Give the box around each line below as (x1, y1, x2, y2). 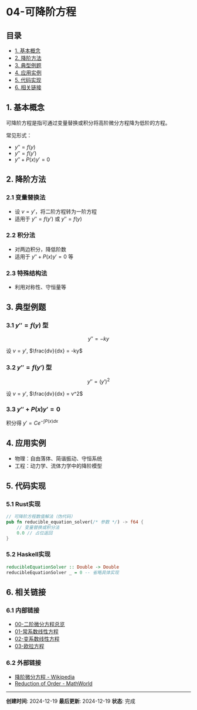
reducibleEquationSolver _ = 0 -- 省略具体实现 (6, 569, 119, 575)
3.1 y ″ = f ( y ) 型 (6, 321, 49, 329)
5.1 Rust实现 (6, 500, 41, 508)
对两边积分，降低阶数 (14, 246, 66, 253)
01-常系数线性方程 (14, 628, 59, 635)
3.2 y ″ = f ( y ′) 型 (6, 363, 52, 371)
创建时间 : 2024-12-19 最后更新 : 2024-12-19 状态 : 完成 (6, 697, 136, 704)
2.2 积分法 (6, 231, 36, 239)
